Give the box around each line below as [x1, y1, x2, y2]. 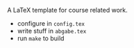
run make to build [17, 34, 65, 42]
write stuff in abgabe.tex [17, 27, 87, 35]
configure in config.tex [17, 19, 85, 27]
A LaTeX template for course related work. [7, 6, 128, 14]
